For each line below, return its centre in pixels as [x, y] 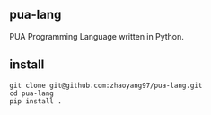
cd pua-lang [31, 93]
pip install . [36, 101]
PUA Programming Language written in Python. [97, 36]
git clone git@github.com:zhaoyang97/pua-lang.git [106, 85]
